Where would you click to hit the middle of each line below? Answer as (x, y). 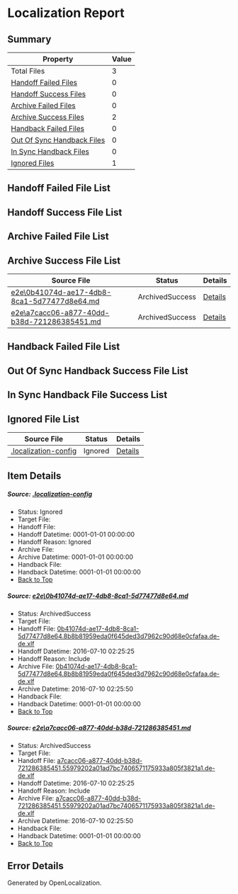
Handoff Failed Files (44, 83)
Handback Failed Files (48, 129)
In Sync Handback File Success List (87, 395)
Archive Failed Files (43, 106)
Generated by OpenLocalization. (55, 883)
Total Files (28, 71)
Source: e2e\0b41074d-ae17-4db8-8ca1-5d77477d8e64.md (98, 596)
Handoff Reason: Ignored (54, 542)
